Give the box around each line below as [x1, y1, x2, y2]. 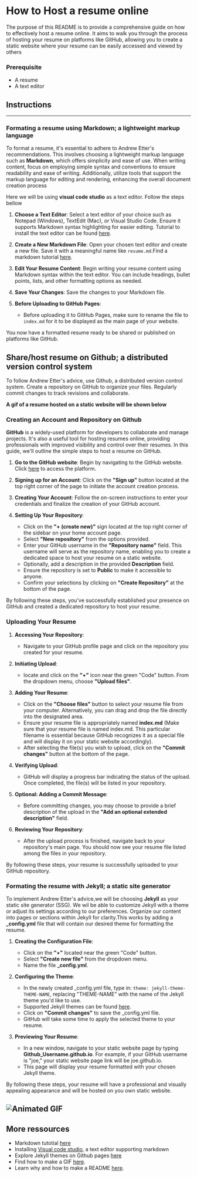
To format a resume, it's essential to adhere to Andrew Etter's [6, 145, 154, 152]
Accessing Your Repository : [14, 631, 84, 638]
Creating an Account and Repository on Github [6, 415, 142, 424]
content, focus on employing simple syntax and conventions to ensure [6, 163, 176, 171]
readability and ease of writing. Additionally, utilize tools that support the [6, 170, 181, 177]
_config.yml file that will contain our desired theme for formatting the [6, 920, 174, 928]
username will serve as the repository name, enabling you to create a [23, 548, 191, 555]
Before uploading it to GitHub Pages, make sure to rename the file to [23, 312, 189, 319]
